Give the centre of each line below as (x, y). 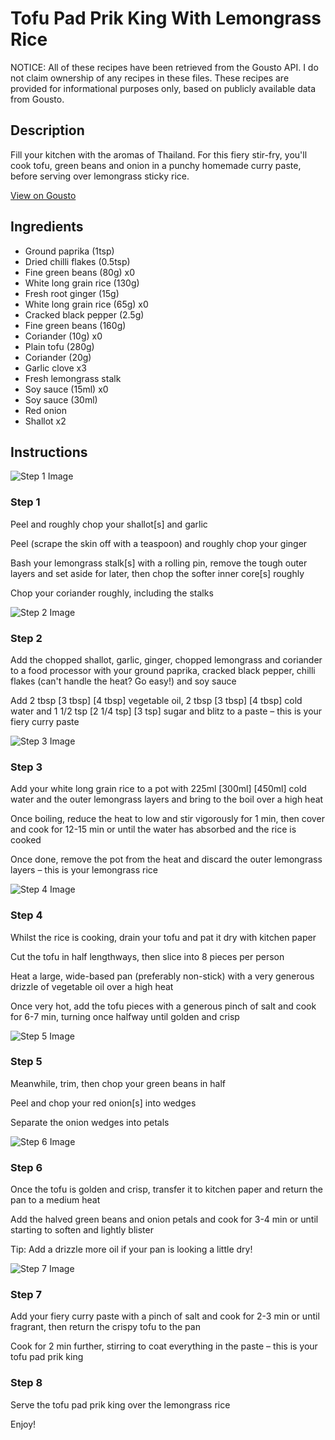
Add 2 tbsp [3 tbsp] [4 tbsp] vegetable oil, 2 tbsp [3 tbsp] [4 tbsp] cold (156, 700)
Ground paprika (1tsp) (69, 251)
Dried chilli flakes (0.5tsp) (77, 261)
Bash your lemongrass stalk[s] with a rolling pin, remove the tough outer (159, 563)
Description (47, 130)
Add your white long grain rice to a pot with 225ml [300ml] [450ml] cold (158, 789)
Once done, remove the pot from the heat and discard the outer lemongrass (166, 859)
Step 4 (26, 915)
